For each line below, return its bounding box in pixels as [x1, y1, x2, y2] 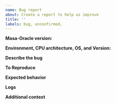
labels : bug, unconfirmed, [5, 21, 63, 27]
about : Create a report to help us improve [5, 12, 99, 17]
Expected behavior [5, 74, 46, 81]
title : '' [5, 17, 26, 22]
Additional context [5, 94, 46, 100]
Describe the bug [5, 55, 43, 61]
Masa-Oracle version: [5, 35, 52, 41]
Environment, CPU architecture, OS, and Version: [5, 45, 111, 51]
